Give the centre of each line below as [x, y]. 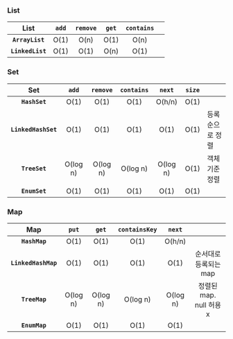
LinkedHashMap [34, 263]
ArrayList [29, 40]
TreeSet [34, 168]
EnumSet [34, 191]
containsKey [137, 229]
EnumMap [34, 325]
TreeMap [34, 299]
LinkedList [28, 51]
